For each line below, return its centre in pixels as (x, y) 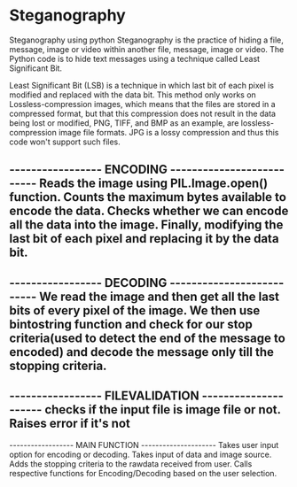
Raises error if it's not (70, 424)
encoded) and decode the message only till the (142, 352)
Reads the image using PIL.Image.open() (154, 184)
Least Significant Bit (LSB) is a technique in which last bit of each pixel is (142, 85)
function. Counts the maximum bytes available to (148, 197)
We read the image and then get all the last (160, 296)
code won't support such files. (65, 142)
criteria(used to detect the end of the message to (147, 338)
